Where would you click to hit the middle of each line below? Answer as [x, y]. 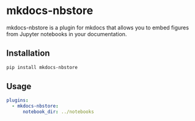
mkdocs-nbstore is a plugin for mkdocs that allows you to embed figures [98, 28]
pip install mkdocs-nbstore [42, 67]
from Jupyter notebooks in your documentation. [67, 34]
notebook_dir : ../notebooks [58, 112]
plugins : [17, 101]
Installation [28, 53]
